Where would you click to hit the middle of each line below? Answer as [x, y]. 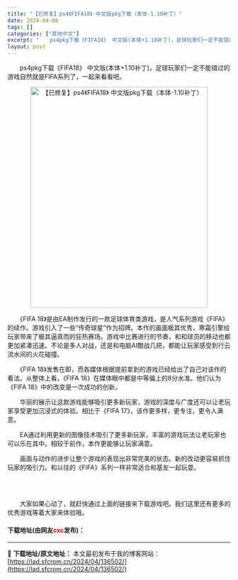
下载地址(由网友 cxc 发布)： [46, 530]
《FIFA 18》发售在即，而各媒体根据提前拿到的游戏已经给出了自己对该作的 [123, 369]
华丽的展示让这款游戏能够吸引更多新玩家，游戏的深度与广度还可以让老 [122, 402]
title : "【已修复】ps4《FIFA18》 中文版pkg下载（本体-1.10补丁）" [95, 14]
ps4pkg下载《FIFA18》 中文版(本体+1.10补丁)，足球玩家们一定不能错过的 [125, 68]
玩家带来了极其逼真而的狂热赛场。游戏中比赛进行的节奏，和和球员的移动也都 [119, 336]
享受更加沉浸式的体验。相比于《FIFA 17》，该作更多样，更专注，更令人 [115, 411]
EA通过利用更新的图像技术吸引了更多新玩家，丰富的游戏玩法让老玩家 [120, 435]
